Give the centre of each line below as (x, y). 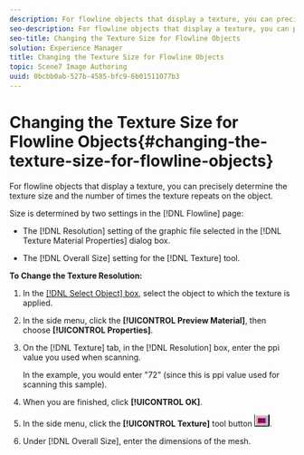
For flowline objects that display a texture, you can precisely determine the (148, 186)
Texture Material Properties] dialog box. (96, 240)
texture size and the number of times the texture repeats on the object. (141, 196)
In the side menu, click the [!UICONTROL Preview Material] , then (144, 320)
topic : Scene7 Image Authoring (68, 67)
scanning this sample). (65, 384)
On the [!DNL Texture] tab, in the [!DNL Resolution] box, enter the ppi (151, 347)
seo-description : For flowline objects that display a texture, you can (149, 29)
